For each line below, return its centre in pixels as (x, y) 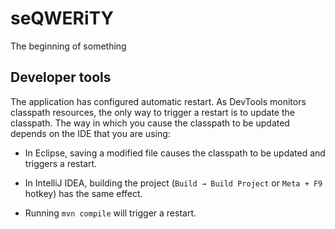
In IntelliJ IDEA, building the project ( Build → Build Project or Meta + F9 (173, 183)
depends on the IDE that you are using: (90, 133)
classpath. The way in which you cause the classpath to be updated (150, 123)
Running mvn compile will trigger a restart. (110, 213)
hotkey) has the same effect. (83, 193)
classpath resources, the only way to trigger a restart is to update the (152, 112)
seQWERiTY (62, 18)
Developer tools (61, 77)
